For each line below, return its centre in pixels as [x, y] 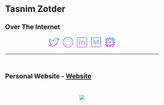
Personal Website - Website [48, 76]
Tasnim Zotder [35, 9]
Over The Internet [32, 27]
